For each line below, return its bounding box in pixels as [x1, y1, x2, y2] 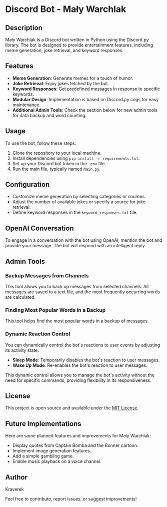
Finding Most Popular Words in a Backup [5, 306, 106, 313]
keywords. [12, 91, 34, 97]
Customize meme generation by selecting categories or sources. [12, 194, 146, 200]
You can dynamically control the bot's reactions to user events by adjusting [5, 342, 160, 348]
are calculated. [5, 294, 36, 300]
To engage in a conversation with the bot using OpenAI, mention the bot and [5, 237, 162, 243]
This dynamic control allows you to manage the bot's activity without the [5, 372, 155, 378]
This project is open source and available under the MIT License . [5, 405, 139, 411]
